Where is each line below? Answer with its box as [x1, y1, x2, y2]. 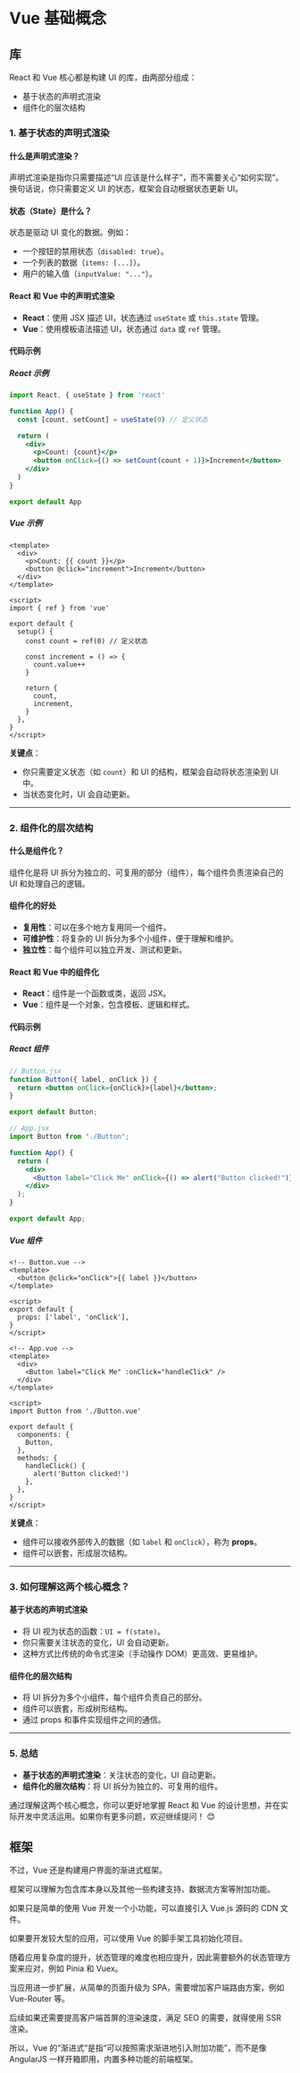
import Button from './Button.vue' [9, 1406, 142, 1415]
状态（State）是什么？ [9, 205, 92, 216]
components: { [17, 1430, 70, 1439]
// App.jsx [9, 1124, 50, 1133]
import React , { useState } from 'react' [9, 391, 166, 400]
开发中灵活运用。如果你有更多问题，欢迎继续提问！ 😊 [16, 1811, 216, 1822]
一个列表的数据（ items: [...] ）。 [21, 257, 146, 268]
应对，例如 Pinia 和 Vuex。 [24, 1963, 123, 1974]
